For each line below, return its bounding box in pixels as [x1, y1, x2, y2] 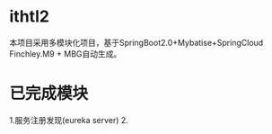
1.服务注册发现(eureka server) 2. [9, 114, 128, 125]
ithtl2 [9, 6, 49, 27]
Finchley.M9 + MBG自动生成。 [9, 48, 122, 59]
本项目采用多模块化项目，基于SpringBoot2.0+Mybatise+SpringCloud [9, 37, 264, 48]
